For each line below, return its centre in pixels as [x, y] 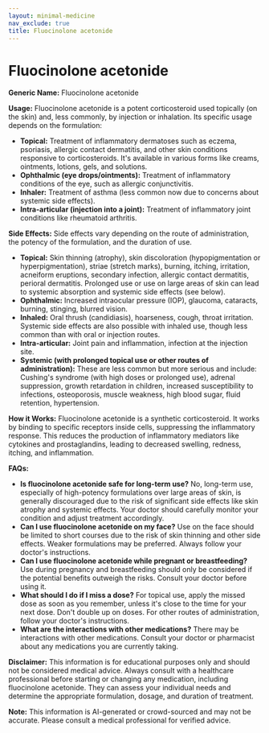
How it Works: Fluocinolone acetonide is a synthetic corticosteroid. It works [134, 418]
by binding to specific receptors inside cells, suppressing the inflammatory [132, 427]
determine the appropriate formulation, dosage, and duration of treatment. [131, 696]
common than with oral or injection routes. [90, 335]
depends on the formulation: [55, 126]
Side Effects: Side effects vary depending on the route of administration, [129, 233]
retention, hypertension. [60, 403]
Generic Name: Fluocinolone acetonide [73, 93]
